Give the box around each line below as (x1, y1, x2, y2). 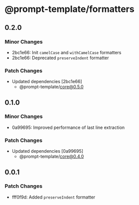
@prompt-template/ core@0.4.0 (19, 153, 84, 160)
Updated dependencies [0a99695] (11, 148, 83, 154)
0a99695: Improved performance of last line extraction (11, 124, 125, 130)
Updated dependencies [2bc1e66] (11, 79, 83, 85)
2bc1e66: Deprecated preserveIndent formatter (11, 55, 109, 61)
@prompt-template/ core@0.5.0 (19, 84, 84, 90)
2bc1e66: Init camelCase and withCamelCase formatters (11, 49, 122, 55)
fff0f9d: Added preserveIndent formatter (11, 194, 96, 200)
